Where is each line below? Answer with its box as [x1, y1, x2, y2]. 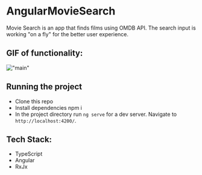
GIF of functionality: [6, 48, 83, 59]
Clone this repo [14, 98, 53, 105]
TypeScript [14, 150, 43, 157]
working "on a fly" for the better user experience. [6, 30, 128, 37]
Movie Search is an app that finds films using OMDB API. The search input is [6, 24, 196, 31]
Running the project [6, 81, 83, 92]
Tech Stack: [6, 134, 52, 144]
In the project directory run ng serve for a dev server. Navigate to [14, 110, 177, 118]
